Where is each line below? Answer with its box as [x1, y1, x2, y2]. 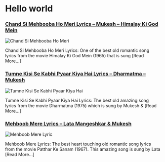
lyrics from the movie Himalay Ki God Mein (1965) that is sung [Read [5, 53, 144, 59]
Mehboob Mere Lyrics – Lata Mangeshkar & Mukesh [5, 120, 132, 127]
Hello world [5, 3, 53, 14]
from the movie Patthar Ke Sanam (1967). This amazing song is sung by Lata [5, 146, 161, 152]
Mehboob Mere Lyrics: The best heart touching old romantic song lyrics [5, 141, 152, 147]
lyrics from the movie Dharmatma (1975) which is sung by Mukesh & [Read [5, 102, 157, 109]
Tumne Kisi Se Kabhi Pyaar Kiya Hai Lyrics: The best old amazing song [5, 97, 149, 103]
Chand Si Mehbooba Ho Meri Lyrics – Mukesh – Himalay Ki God [5, 21, 159, 28]
